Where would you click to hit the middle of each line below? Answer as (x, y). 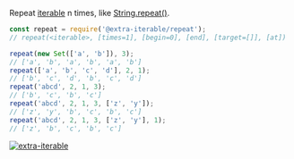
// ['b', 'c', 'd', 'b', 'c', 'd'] (76, 79)
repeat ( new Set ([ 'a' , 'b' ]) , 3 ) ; (72, 54)
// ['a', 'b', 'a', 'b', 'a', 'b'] (76, 62)
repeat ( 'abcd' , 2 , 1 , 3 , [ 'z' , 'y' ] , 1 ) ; (88, 120)
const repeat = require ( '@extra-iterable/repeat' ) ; (108, 29)
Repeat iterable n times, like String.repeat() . (90, 13)
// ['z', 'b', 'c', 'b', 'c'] (66, 129)
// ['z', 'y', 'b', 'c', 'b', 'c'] (76, 112)
